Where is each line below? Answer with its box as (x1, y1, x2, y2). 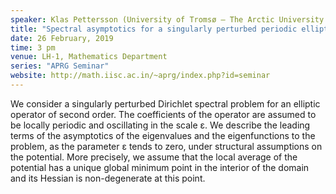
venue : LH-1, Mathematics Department (10, 52, 168, 62)
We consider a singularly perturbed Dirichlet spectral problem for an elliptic (10, 97, 321, 110)
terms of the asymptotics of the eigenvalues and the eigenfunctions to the (10, 129, 316, 141)
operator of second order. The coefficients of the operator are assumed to (10, 108, 317, 120)
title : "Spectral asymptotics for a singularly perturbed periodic (10, 24, 298, 34)
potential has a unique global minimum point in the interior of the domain (10, 161, 310, 173)
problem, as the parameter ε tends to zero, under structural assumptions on (10, 140, 323, 152)
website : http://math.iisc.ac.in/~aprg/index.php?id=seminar (10, 71, 271, 81)
